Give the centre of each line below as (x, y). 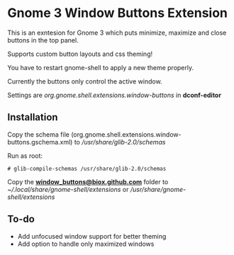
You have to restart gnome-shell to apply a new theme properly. (100, 67)
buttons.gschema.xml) (40, 142)
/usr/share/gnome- (158, 189)
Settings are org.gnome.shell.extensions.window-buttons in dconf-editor (115, 95)
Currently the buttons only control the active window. (85, 81)
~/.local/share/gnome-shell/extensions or (68, 189)
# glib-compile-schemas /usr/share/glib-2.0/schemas (87, 169)
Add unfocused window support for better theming (92, 236)
